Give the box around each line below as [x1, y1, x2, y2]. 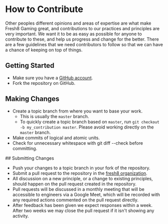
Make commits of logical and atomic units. [12, 135, 100, 141]
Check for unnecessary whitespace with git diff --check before [12, 140, 143, 146]
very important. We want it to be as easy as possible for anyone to [5, 31, 142, 37]
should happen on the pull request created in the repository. [12, 181, 137, 187]
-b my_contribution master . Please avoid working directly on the [20, 124, 154, 130]
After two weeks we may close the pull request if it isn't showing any [12, 207, 154, 213]
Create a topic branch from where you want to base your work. [12, 108, 143, 114]
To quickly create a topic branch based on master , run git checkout [20, 119, 159, 125]
